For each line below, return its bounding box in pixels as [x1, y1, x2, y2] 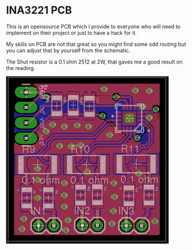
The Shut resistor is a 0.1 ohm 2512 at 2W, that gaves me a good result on [6, 58, 183, 65]
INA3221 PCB [6, 4, 72, 17]
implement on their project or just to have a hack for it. [6, 29, 137, 36]
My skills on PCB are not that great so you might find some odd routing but [6, 41, 186, 48]
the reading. [6, 64, 36, 71]
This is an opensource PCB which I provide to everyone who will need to [6, 23, 181, 30]
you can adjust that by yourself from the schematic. [6, 46, 131, 54]
